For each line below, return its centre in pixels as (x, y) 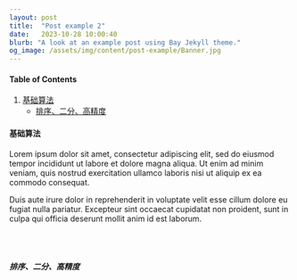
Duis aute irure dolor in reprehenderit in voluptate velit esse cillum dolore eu (148, 199)
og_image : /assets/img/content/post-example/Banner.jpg (115, 51)
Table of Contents (43, 79)
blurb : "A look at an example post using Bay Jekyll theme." (125, 42)
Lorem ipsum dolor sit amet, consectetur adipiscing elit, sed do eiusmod (142, 153)
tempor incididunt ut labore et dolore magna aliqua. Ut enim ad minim (136, 163)
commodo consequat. (49, 182)
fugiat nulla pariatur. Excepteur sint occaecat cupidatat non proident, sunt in (149, 209)
